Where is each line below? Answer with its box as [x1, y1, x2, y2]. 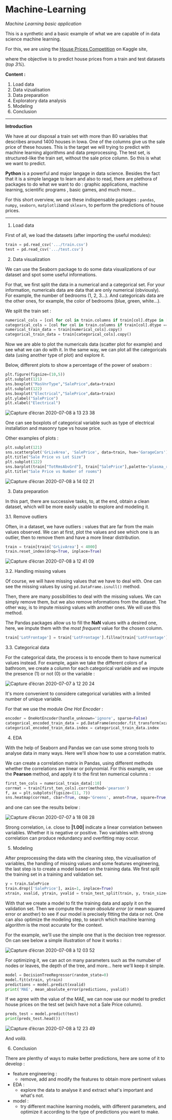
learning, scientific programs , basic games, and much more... [5, 186, 136, 193]
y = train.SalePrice [5, 881, 50, 887]
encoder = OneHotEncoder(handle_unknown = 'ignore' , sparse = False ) [5, 716, 147, 721]
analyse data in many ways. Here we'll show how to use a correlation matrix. [5, 750, 166, 756]
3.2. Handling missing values [5, 568, 67, 574]
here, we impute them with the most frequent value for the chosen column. [5, 625, 163, 631]
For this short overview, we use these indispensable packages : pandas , [5, 196, 155, 203]
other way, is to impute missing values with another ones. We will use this [5, 604, 160, 611]
